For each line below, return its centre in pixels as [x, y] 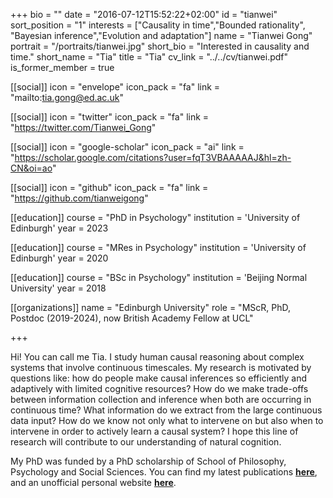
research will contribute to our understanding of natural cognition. [146, 442]
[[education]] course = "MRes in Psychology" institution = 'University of [158, 247]
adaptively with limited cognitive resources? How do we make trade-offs [159, 388]
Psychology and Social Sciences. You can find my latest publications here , [164, 472]
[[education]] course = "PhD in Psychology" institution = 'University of [155, 217]
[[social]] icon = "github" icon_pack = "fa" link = [109, 187]
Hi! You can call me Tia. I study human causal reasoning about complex [157, 357]
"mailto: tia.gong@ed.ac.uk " [67, 97]
